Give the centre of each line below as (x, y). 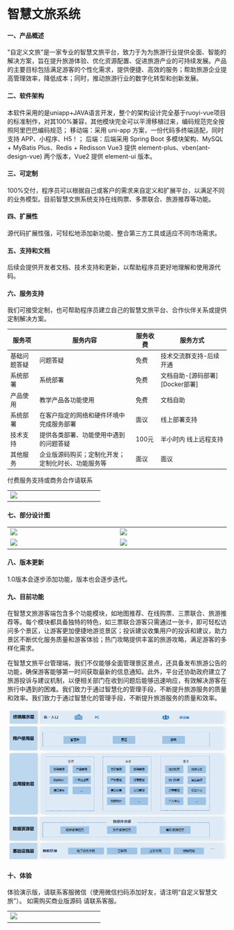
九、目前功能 (25, 596)
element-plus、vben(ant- (174, 147)
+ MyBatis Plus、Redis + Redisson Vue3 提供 (72, 147)
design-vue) (25, 156)
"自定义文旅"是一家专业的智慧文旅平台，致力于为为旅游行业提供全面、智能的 (117, 52)
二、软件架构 (25, 96)
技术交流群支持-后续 (190, 356)
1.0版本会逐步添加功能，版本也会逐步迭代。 (69, 580)
